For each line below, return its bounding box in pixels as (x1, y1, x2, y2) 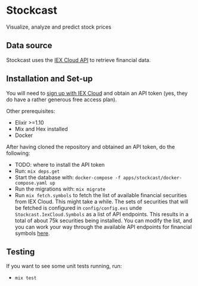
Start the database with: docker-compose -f (14, 173, 121, 181)
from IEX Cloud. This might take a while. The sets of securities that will (14, 198, 188, 205)
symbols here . (14, 229, 50, 237)
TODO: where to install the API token (14, 161, 105, 168)
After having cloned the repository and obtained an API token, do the (6, 143, 175, 150)
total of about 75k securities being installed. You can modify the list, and (14, 217, 193, 224)
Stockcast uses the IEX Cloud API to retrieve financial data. (6, 56, 151, 63)
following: (6, 150, 30, 157)
